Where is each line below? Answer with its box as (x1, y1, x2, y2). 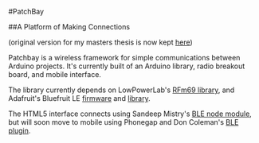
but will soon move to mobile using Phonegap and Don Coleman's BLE (8, 118, 239, 126)
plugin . (8, 126, 31, 135)
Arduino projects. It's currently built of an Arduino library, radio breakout (8, 61, 245, 71)
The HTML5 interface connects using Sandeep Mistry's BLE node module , (8, 109, 253, 118)
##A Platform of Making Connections (8, 22, 130, 31)
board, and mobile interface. (8, 70, 102, 79)
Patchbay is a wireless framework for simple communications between (8, 53, 241, 62)
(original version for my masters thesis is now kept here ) (8, 37, 193, 47)
